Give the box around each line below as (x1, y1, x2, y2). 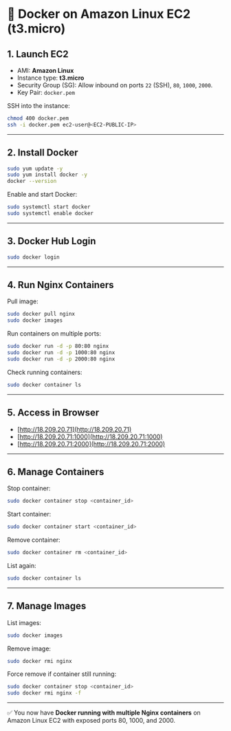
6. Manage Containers (7, 466, 104, 477)
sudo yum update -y (7, 165, 63, 172)
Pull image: (7, 297, 39, 305)
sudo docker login (7, 254, 60, 261)
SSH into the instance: (7, 102, 70, 109)
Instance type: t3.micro (16, 74, 85, 82)
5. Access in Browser (7, 407, 100, 419)
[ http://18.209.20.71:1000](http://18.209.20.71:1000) (16, 433, 163, 441)
